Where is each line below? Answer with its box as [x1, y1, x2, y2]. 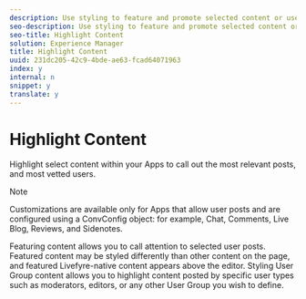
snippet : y [9, 81, 51, 90]
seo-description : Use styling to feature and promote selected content [9, 22, 287, 31]
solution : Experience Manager [9, 38, 125, 48]
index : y [9, 65, 43, 74]
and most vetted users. [9, 169, 97, 180]
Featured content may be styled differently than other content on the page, [9, 251, 291, 262]
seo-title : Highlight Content [9, 30, 125, 39]
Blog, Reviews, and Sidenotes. [9, 223, 123, 234]
